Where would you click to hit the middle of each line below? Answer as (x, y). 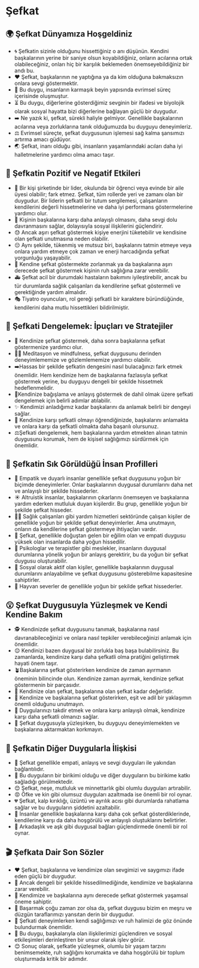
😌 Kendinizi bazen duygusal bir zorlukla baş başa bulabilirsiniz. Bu (97, 651)
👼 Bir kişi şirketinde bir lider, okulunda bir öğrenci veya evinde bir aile (99, 188)
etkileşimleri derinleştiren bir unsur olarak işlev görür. (79, 939)
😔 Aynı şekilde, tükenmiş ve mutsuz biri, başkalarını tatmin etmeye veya (103, 245)
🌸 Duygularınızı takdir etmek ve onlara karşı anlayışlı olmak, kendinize (99, 710)
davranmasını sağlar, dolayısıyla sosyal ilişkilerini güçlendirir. (89, 226)
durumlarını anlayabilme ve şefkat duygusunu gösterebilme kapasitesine (103, 574)
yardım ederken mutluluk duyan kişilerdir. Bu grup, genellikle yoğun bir (101, 504)
